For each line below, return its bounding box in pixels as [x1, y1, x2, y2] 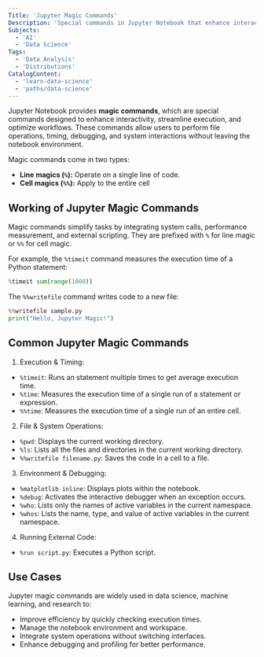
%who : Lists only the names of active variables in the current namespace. [19, 500, 253, 510]
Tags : [8, 48, 26, 56]
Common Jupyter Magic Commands [8, 336, 189, 350]
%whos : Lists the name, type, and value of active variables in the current [19, 508, 250, 518]
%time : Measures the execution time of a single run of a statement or [19, 389, 241, 398]
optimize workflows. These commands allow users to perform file [8, 123, 221, 132]
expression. [19, 397, 57, 407]
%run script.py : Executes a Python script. [19, 548, 156, 557]
